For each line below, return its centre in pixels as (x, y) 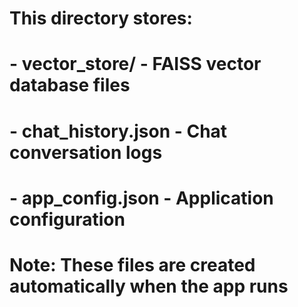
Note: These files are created (132, 264)
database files (70, 85)
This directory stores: (101, 18)
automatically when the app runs (149, 286)
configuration (67, 219)
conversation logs (86, 152)
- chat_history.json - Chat (118, 131)
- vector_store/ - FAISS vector (135, 64)
